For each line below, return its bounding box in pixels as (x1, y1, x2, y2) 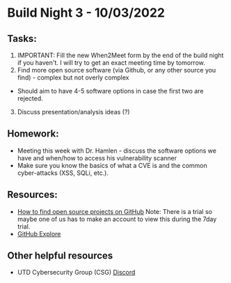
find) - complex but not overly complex (17, 73, 129, 82)
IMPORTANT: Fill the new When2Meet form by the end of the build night (17, 51, 224, 59)
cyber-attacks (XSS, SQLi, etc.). (17, 169, 109, 177)
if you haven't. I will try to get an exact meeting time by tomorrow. (17, 59, 205, 67)
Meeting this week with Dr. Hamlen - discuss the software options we (17, 146, 217, 155)
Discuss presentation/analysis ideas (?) (17, 108, 130, 116)
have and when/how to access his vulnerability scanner (17, 153, 177, 162)
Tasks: (7, 33, 37, 45)
